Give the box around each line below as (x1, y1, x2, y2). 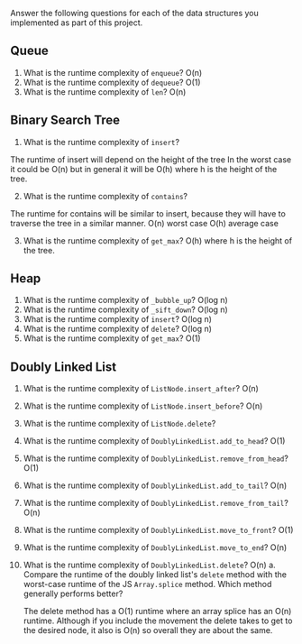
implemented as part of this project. (10, 17, 143, 28)
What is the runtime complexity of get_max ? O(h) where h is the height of (23, 235, 292, 246)
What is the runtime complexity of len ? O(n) (23, 86, 187, 97)
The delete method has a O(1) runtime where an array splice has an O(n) (23, 606, 292, 617)
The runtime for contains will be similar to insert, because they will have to (10, 207, 287, 219)
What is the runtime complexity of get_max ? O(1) (23, 333, 201, 344)
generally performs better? (23, 588, 124, 599)
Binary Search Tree (10, 113, 121, 128)
